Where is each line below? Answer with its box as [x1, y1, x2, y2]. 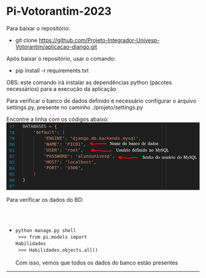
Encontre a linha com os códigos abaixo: [6, 115, 109, 123]
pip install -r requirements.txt [15, 66, 89, 74]
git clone [15, 36, 38, 44]
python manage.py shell [15, 227, 77, 234]
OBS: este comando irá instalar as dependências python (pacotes [6, 79, 172, 86]
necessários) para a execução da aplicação [6, 85, 116, 93]
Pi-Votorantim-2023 [6, 4, 112, 18]
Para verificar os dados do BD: [6, 196, 84, 203]
